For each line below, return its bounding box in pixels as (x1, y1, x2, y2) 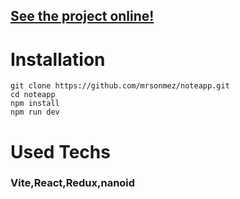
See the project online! (10, 8, 155, 25)
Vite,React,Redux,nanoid (10, 176, 136, 190)
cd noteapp (10, 90, 56, 100)
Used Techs (10, 140, 111, 163)
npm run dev (10, 107, 60, 118)
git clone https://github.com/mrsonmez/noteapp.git (10, 81, 230, 91)
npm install (10, 99, 60, 109)
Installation (10, 48, 106, 71)
